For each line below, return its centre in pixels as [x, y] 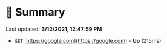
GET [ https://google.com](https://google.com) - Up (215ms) [88, 40]
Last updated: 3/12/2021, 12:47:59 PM [54, 29]
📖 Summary [35, 12]
